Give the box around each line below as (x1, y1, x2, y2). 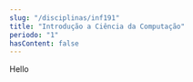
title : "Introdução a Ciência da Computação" (9, 22, 185, 31)
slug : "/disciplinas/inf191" (9, 13, 120, 23)
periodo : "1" (9, 30, 59, 39)
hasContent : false (9, 38, 79, 48)
